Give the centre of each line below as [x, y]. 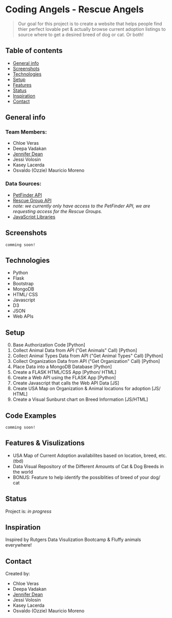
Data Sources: [23, 184]
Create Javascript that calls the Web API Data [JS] [66, 383]
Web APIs [23, 316]
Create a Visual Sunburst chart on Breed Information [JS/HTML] [80, 399]
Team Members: [26, 132]
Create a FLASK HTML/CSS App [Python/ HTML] [64, 372]
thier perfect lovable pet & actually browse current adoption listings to [92, 29]
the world [23, 472]
